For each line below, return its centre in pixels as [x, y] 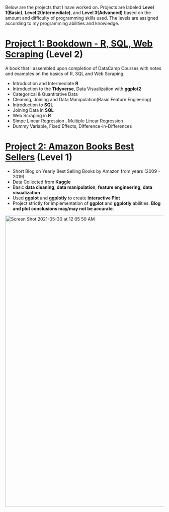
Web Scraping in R [32, 115]
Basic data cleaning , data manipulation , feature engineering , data [82, 187]
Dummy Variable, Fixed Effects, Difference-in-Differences [72, 126]
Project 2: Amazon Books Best [70, 147]
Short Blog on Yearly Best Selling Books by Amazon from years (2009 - [86, 171]
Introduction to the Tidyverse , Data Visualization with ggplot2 [77, 89]
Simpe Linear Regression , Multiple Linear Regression [68, 121]
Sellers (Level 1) [39, 157]
